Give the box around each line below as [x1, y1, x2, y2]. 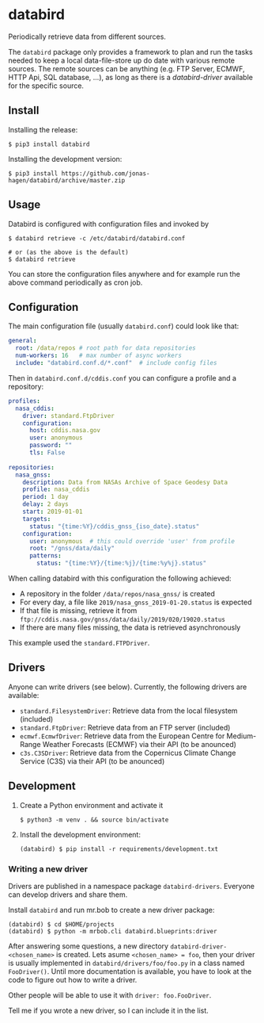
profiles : [8, 397, 41, 405]
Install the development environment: [19, 830, 141, 839]
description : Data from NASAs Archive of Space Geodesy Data [22, 478, 228, 486]
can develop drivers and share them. [8, 890, 128, 899]
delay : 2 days [22, 500, 69, 508]
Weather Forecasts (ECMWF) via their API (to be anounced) [42, 739, 237, 749]
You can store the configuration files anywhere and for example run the [8, 269, 241, 278]
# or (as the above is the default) [8, 248, 129, 256]
